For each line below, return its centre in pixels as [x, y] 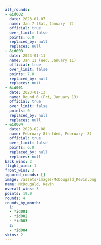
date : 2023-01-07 [27, 19]
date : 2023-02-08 [27, 129]
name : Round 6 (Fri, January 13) [44, 97]
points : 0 [20, 111]
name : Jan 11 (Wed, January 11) [43, 60]
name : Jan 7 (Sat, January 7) [42, 23]
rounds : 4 [15, 198]
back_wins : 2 [19, 161]
